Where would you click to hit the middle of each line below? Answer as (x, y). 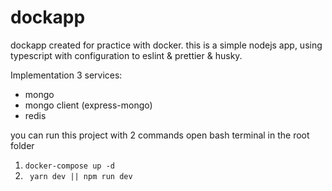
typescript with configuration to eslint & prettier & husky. (126, 55)
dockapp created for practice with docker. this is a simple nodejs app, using (166, 45)
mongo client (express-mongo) (88, 105)
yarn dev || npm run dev (81, 176)
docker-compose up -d (69, 166)
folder (22, 145)
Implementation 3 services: (66, 75)
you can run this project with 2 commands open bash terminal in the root (160, 135)
